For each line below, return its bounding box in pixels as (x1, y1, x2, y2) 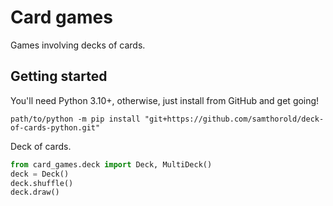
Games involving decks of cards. (10, 39, 146, 51)
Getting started (10, 68, 108, 85)
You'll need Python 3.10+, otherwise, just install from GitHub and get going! (10, 94, 320, 106)
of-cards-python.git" (10, 122, 101, 133)
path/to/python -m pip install (10, 114, 141, 124)
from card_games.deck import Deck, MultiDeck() (10, 159, 213, 170)
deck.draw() (10, 187, 60, 198)
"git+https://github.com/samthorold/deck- (144, 114, 325, 124)
